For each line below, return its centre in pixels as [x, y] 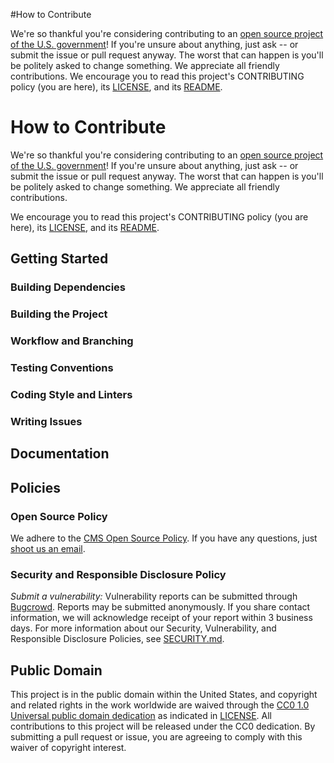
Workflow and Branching [72, 341]
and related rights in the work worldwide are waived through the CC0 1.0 [160, 705]
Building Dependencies [68, 287]
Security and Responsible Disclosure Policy [118, 574]
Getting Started [59, 259]
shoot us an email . [48, 548]
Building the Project [59, 314]
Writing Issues [46, 421]
